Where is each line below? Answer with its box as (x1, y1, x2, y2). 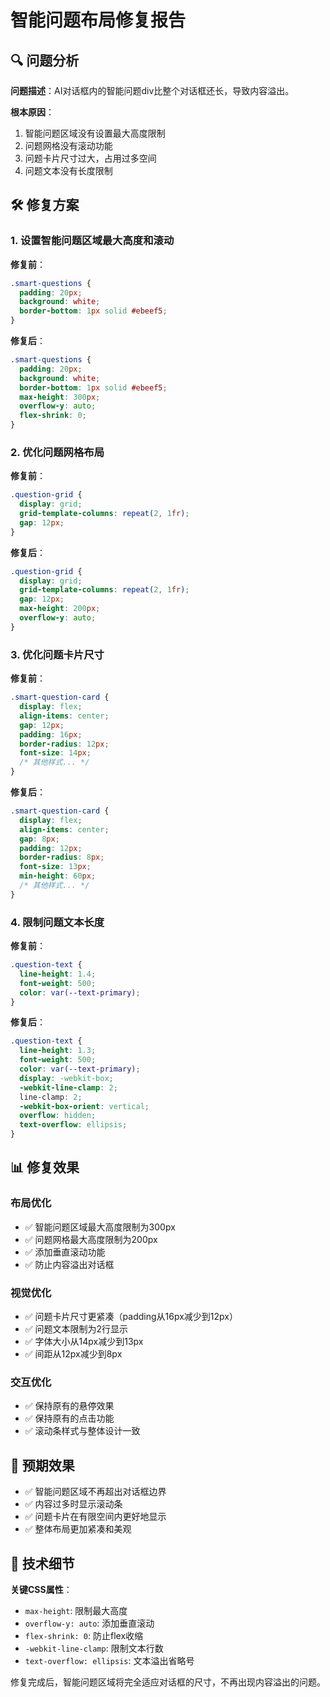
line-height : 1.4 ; (19, 969, 97, 979)
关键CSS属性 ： (10, 1583, 73, 1595)
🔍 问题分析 (10, 52, 80, 69)
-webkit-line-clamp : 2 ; (19, 1082, 118, 1093)
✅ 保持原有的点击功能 (24, 1412, 115, 1425)
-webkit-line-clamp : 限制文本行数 (24, 1642, 164, 1654)
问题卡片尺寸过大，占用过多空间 (24, 152, 157, 164)
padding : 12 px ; (19, 843, 83, 853)
